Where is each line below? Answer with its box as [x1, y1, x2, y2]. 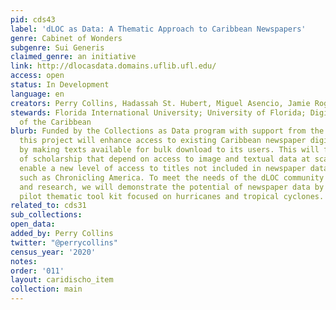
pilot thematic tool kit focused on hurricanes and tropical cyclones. [19, 191, 325, 201]
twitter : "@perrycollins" [10, 237, 118, 248]
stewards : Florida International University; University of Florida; [10, 107, 307, 118]
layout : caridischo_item [10, 275, 114, 285]
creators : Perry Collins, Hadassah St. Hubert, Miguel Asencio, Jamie [10, 98, 311, 108]
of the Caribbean [19, 117, 92, 127]
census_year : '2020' [10, 247, 97, 257]
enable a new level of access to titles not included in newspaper [19, 163, 307, 173]
